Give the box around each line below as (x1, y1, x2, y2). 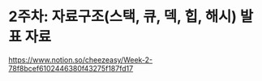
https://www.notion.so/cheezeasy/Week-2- (8, 54, 153, 65)
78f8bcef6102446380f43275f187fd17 (8, 63, 134, 73)
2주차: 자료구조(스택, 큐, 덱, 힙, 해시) (8, 7, 238, 26)
